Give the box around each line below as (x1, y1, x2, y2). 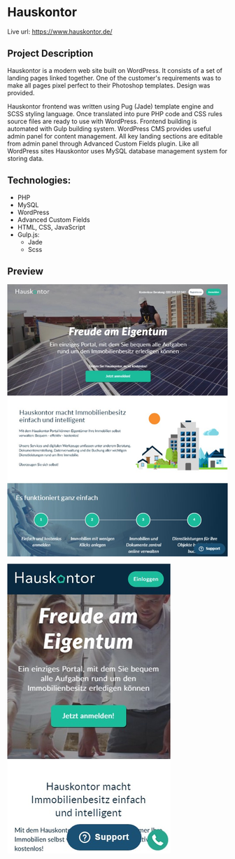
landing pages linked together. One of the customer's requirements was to (7, 74, 222, 82)
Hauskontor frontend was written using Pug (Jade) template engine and (7, 102, 214, 111)
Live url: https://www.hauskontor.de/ (7, 27, 113, 36)
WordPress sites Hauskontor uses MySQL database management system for (7, 146, 228, 155)
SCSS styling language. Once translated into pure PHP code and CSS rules (7, 109, 222, 118)
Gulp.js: (17, 230, 40, 239)
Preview (7, 265, 44, 277)
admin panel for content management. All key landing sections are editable (7, 132, 223, 140)
